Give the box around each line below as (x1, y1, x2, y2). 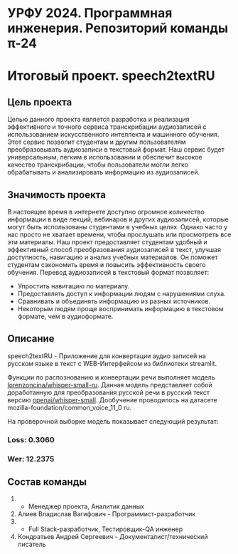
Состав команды (7, 476, 87, 488)
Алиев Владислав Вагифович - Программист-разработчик (17, 510, 196, 518)
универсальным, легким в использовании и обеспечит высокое (7, 153, 202, 162)
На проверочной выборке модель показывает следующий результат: (7, 417, 219, 425)
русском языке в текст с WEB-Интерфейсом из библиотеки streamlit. (7, 359, 217, 367)
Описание (7, 333, 55, 345)
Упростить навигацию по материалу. (17, 282, 130, 290)
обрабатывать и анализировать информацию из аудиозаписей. (7, 168, 200, 177)
